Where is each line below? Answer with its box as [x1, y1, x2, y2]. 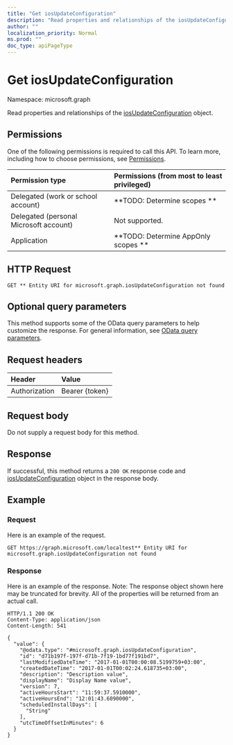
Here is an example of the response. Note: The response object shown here [7, 582, 224, 590]
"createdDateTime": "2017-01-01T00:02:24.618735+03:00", [19, 665, 188, 671]
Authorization [10, 386, 55, 396]
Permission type [10, 175, 67, 185]
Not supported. [114, 216, 164, 225]
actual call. [7, 597, 38, 605]
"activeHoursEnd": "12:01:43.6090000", [19, 695, 135, 702]
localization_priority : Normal [7, 29, 98, 37]
